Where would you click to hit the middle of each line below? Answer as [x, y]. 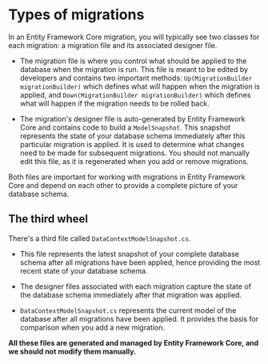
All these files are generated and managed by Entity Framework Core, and [134, 342]
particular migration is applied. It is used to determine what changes [132, 144]
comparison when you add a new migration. [92, 327]
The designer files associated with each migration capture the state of [136, 286]
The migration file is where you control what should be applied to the [133, 61]
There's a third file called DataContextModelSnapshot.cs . [100, 238]
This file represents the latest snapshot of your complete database [130, 254]
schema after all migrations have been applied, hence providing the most [140, 262]
